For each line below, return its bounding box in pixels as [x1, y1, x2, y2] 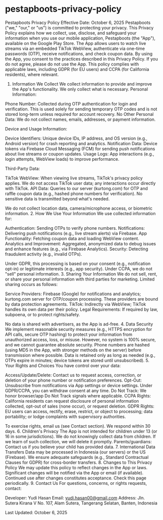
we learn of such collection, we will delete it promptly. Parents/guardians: [5, 438, 152, 444]
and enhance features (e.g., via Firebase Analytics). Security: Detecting [5, 246, 148, 252]
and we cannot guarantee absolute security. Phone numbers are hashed [5, 342, 150, 347]
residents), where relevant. [5, 71, 59, 77]
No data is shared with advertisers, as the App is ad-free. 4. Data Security [5, 321, 153, 327]
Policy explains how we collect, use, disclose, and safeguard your [5, 30, 137, 36]
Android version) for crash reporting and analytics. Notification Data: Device [5, 140, 158, 146]
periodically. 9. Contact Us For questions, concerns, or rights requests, [5, 480, 147, 486]
